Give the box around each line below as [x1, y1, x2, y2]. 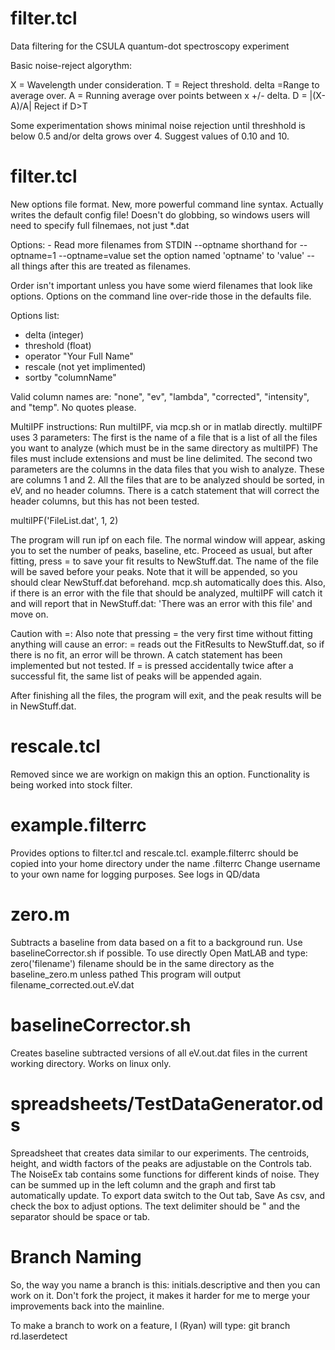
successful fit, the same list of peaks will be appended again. [10, 670, 262, 682]
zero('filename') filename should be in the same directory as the [10, 957, 275, 969]
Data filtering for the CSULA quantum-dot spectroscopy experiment [10, 40, 290, 52]
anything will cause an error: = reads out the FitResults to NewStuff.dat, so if [10, 638, 325, 650]
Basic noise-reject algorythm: [10, 59, 133, 71]
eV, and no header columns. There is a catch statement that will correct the [10, 484, 320, 496]
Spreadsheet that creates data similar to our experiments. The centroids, [10, 1147, 310, 1159]
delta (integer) [24, 328, 85, 341]
